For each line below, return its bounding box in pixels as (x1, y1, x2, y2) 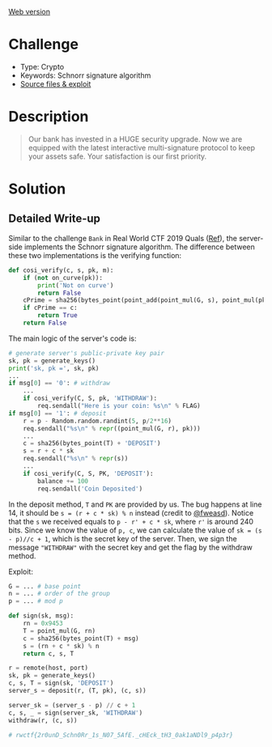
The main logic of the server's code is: (8, 333, 137, 343)
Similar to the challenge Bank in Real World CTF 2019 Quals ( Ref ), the (8, 233, 237, 243)
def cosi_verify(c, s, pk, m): (8, 266, 114, 274)
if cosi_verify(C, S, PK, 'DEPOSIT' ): (23, 469, 154, 477)
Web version (8, 7, 51, 16)
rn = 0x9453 (23, 619, 63, 627)
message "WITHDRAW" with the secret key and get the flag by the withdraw (8, 542, 253, 552)
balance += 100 (37, 477, 89, 485)
